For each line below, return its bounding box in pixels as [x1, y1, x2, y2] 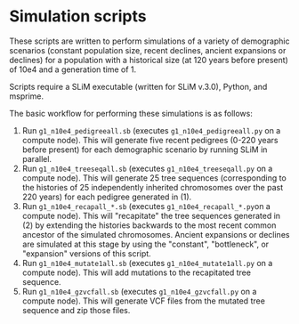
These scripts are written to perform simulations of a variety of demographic [9, 36, 290, 46]
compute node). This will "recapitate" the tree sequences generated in [21, 210, 281, 221]
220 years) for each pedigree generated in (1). [21, 191, 192, 202]
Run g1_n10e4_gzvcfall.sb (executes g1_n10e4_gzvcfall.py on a [21, 286, 257, 296]
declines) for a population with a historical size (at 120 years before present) [9, 54, 289, 65]
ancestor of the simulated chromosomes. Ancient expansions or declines [21, 229, 290, 239]
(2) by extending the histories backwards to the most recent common [21, 220, 277, 231]
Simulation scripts [9, 6, 147, 27]
